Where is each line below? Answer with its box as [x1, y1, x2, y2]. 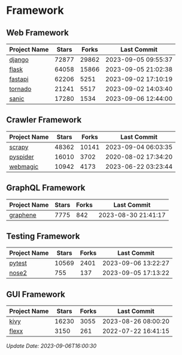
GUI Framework [6, 289, 66, 299]
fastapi [9, 75, 29, 83]
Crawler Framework [6, 115, 82, 125]
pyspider [9, 153, 34, 161]
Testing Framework [6, 231, 80, 241]
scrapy [9, 142, 29, 151]
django [9, 55, 29, 64]
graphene [9, 211, 37, 219]
